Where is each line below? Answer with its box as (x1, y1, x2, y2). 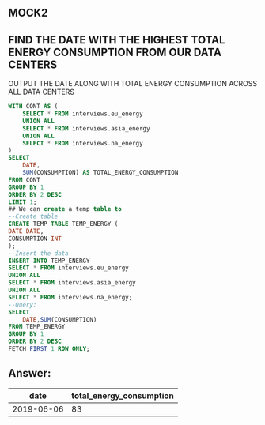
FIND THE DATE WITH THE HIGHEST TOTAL (8, 33, 225, 47)
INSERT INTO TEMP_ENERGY (8, 257, 90, 265)
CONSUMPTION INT (8, 235, 62, 243)
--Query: (8, 300, 37, 309)
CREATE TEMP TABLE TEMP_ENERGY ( (8, 220, 119, 228)
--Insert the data (8, 249, 69, 258)
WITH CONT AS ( (8, 103, 59, 111)
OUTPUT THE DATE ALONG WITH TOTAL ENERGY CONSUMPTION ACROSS (8, 79, 258, 88)
